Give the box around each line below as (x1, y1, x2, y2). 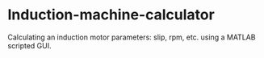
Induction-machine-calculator (7, 6, 215, 24)
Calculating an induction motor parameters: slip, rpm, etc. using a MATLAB (7, 32, 256, 42)
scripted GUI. (7, 40, 52, 50)
